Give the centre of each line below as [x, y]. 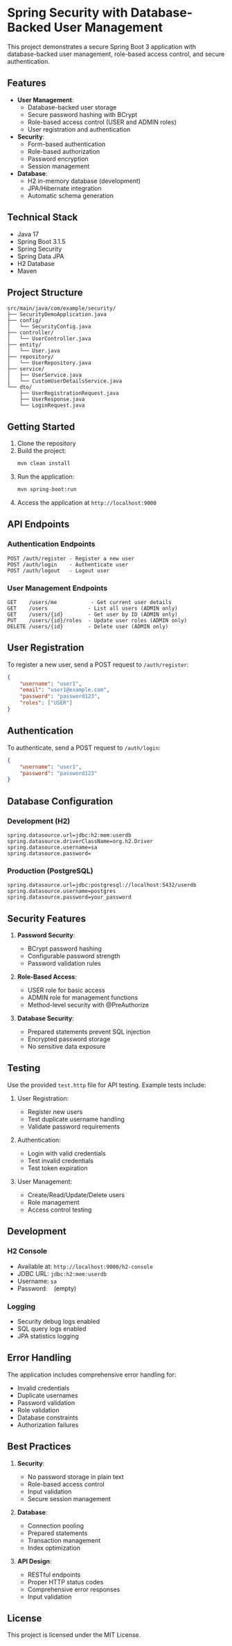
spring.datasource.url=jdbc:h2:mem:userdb [69, 835]
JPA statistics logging [48, 1336]
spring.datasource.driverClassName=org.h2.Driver [80, 841]
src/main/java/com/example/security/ [62, 309]
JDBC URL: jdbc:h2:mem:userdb [62, 1273]
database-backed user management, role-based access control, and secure [116, 54]
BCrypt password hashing [64, 949]
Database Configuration [60, 801]
